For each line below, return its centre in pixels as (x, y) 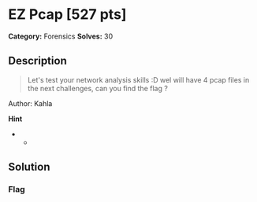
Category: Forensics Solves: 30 (61, 36)
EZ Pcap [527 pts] (67, 15)
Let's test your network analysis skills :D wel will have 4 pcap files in (138, 79)
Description (37, 61)
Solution (29, 167)
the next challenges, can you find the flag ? (97, 88)
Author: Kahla (30, 103)
